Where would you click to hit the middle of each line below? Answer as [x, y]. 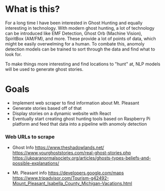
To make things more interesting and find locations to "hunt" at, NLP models [83, 64]
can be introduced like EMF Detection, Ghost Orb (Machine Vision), [74, 33]
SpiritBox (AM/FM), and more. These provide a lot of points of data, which [81, 39]
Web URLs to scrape [30, 137]
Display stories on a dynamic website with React [62, 113]
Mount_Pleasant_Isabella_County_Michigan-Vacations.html [72, 184]
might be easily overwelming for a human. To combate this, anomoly [75, 44]
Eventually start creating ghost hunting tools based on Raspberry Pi [81, 119]
